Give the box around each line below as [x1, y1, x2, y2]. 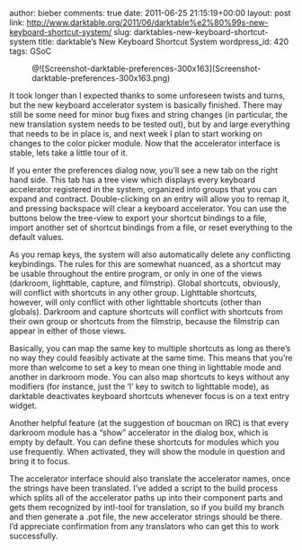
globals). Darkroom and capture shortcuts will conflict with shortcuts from [9, 306, 283, 317]
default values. [9, 232, 65, 242]
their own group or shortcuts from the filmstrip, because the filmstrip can [9, 316, 280, 326]
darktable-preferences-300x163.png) [31, 73, 171, 84]
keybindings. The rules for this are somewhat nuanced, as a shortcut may [9, 259, 281, 269]
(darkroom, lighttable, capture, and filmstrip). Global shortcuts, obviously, [9, 278, 281, 288]
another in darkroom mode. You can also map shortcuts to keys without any [9, 372, 290, 382]
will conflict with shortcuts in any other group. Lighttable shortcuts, [9, 288, 258, 297]
